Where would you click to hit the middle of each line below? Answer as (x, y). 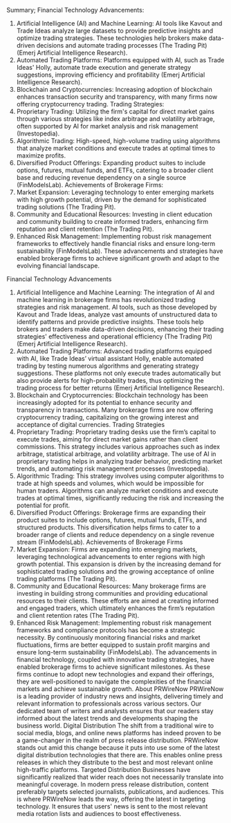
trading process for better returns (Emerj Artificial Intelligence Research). (120, 388)
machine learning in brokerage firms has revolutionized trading (106, 300)
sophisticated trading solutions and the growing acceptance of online (115, 571)
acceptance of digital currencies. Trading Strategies (91, 425)
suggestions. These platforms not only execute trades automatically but (119, 373)
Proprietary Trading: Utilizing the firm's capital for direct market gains (115, 111)
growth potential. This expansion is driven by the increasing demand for (119, 564)
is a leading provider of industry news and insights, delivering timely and (120, 696)
